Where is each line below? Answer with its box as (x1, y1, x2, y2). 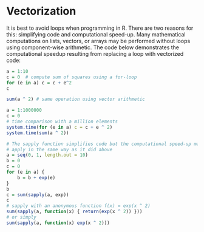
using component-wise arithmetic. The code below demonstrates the (6, 44, 180, 51)
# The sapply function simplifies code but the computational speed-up (6, 141, 191, 147)
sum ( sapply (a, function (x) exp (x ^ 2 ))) (6, 220, 110, 226)
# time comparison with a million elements (6, 118, 118, 125)
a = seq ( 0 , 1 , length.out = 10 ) (6, 152, 88, 159)
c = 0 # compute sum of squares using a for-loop (6, 74, 137, 80)
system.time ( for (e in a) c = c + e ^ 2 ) (6, 124, 113, 130)
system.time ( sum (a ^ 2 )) (6, 129, 69, 136)
